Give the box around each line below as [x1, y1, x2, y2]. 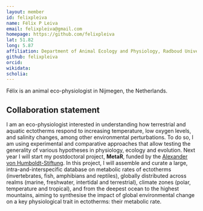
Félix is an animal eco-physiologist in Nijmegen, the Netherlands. [6, 87, 168, 94]
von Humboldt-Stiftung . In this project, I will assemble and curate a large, [6, 160, 188, 167]
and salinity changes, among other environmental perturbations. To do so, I [6, 134, 194, 141]
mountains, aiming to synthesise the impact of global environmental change [6, 192, 195, 199]
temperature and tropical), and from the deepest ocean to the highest [6, 185, 179, 192]
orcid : [6, 59, 23, 65]
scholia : [6, 71, 28, 77]
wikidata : [6, 65, 31, 71]
